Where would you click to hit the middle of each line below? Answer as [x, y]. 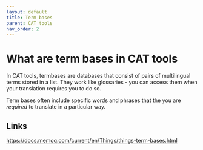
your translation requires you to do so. [54, 89]
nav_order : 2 [23, 29]
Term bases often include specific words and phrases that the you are [94, 100]
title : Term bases [29, 18]
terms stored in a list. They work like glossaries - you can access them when [102, 82]
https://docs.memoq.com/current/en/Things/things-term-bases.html [92, 141]
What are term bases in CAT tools [92, 59]
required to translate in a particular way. [56, 107]
